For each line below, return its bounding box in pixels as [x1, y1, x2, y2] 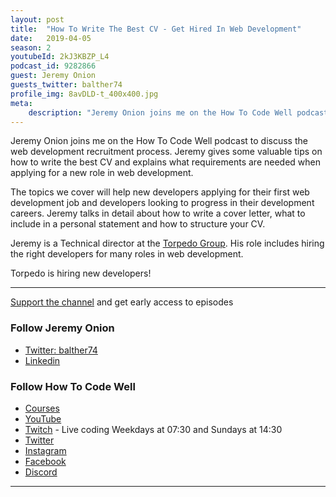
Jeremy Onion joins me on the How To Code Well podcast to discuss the [10, 135, 308, 147]
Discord [24, 466, 58, 478]
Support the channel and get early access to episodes [10, 296, 234, 308]
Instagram [24, 444, 67, 456]
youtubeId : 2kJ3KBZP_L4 [10, 52, 110, 62]
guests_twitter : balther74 [10, 80, 123, 90]
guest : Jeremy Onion [10, 71, 97, 81]
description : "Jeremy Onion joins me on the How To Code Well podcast [28, 107, 329, 118]
